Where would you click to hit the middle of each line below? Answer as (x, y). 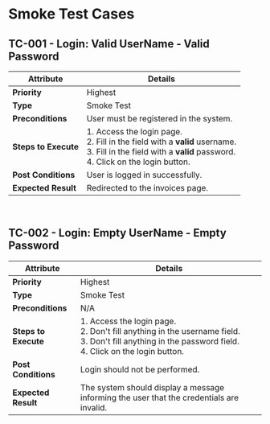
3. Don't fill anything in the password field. (160, 341)
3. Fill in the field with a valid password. (161, 152)
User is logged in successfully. (144, 175)
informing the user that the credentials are (160, 397)
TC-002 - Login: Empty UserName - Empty (117, 233)
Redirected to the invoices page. (147, 188)
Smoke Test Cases (72, 14)
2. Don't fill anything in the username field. (160, 331)
